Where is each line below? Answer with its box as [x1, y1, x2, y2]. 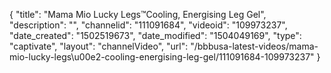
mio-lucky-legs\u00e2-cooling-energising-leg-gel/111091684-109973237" [9, 51, 315, 63]
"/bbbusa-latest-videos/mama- [190, 40, 319, 52]
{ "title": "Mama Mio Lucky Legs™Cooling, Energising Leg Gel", [9, 9, 267, 20]
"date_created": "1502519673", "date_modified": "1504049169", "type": [9, 30, 302, 41]
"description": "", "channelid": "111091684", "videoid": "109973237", [9, 19, 288, 31]
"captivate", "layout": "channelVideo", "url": [9, 40, 189, 52]
